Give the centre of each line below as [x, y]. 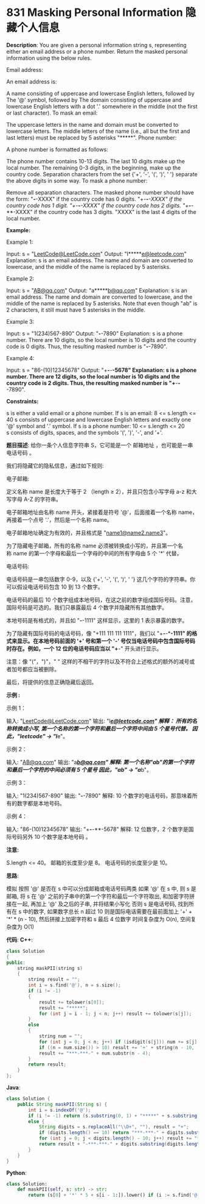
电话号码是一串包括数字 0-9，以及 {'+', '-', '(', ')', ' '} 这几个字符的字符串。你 [101, 579]
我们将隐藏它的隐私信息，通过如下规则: [55, 465]
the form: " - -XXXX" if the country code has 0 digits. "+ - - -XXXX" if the [94, 199]
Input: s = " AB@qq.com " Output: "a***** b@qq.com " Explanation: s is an [97, 290]
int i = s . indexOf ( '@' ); [60, 1110]
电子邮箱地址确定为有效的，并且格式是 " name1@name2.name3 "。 [89, 533]
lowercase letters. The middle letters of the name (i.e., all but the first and [98, 131]
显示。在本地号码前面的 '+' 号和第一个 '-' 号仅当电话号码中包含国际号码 [106, 641]
